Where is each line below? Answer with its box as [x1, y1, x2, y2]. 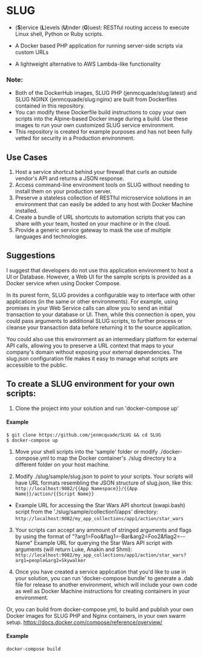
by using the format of [15, 533, 71, 540]
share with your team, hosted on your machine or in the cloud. [15, 220, 171, 227]
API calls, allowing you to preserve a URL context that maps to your [6, 342, 175, 349]
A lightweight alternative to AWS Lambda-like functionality [15, 60, 161, 68]
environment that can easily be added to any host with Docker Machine [15, 201, 193, 208]
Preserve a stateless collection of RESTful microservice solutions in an [15, 194, 191, 201]
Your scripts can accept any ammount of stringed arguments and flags [15, 526, 192, 533]
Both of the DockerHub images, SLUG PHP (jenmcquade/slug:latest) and [15, 89, 197, 97]
